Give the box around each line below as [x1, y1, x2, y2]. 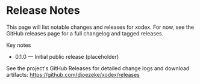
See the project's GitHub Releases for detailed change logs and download [6, 64, 190, 72]
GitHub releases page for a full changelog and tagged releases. [6, 29, 164, 37]
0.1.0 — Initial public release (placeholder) [14, 53, 119, 60]
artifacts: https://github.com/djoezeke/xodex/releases [6, 71, 140, 78]
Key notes [6, 41, 31, 49]
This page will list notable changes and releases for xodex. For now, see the [6, 23, 195, 31]
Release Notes [6, 4, 80, 17]
